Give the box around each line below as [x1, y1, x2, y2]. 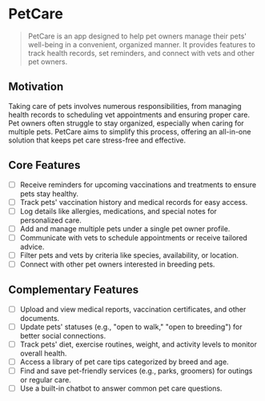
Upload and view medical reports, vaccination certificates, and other [19, 304, 247, 314]
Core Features [8, 158, 81, 172]
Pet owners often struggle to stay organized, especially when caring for [8, 118, 244, 128]
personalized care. [19, 215, 82, 225]
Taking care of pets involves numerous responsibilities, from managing [8, 101, 242, 110]
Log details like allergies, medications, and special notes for [19, 206, 218, 216]
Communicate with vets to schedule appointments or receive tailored [19, 233, 248, 243]
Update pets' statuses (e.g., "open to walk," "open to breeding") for [19, 322, 243, 331]
